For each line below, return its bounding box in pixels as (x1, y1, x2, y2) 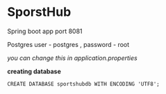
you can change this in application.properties (7, 53, 138, 62)
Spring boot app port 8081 (7, 27, 83, 35)
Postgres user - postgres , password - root (7, 40, 130, 48)
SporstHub (7, 4, 72, 20)
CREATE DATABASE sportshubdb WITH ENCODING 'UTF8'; (7, 80, 160, 87)
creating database (7, 67, 61, 75)
